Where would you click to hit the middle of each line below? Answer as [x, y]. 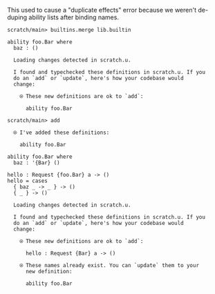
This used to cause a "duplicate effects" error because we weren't [102, 10]
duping [17, 17]
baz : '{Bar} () [37, 163]
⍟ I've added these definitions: [62, 133]
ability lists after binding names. [74, 17]
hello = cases [28, 181]
